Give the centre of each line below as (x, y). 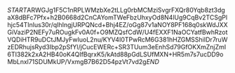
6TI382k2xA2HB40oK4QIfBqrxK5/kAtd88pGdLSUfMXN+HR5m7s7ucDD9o (115, 54)
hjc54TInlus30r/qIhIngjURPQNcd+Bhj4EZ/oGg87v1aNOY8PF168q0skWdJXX (117, 25)
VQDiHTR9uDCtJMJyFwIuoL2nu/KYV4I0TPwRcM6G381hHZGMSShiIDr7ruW (117, 40)
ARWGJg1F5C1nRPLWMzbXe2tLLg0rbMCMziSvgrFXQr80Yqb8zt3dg (126, 10)
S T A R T (17, 10)
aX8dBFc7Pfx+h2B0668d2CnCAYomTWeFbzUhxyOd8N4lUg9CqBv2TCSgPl (117, 17)
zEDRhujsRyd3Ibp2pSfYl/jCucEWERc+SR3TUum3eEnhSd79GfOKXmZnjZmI (117, 47)
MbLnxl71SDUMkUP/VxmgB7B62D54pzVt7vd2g (77, 62)
